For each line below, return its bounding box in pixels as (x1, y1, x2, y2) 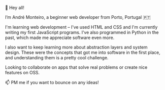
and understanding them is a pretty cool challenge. (5, 55, 109, 60)
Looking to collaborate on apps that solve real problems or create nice (5, 64, 148, 70)
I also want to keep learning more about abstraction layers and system (5, 45, 148, 50)
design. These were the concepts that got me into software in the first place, (5, 49, 161, 55)
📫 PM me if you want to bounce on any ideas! (5, 80, 99, 85)
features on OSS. (5, 70, 40, 75)
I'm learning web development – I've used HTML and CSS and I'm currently (5, 24, 158, 30)
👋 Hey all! (5, 5, 25, 10)
